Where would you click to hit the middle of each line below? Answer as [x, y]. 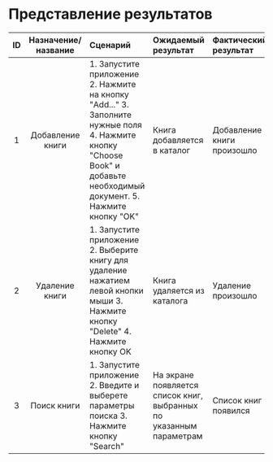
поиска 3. [108, 416]
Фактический [240, 40]
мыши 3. [106, 300]
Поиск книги [55, 405]
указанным [175, 425]
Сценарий [110, 45]
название [55, 50]
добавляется [178, 140]
